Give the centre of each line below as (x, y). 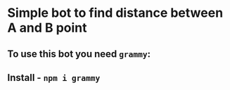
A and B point (47, 28)
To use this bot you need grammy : (79, 54)
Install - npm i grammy (54, 78)
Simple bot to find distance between (115, 13)
